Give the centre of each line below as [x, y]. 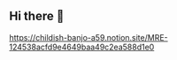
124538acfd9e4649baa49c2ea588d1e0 [82, 47]
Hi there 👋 [37, 16]
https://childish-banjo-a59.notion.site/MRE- [88, 37]
